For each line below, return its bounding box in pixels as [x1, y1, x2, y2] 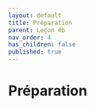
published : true [8, 48, 62, 56]
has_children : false [8, 41, 77, 49]
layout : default [8, 11, 62, 20]
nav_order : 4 [8, 33, 51, 42]
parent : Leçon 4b [8, 26, 66, 34]
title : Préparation [8, 19, 73, 27]
